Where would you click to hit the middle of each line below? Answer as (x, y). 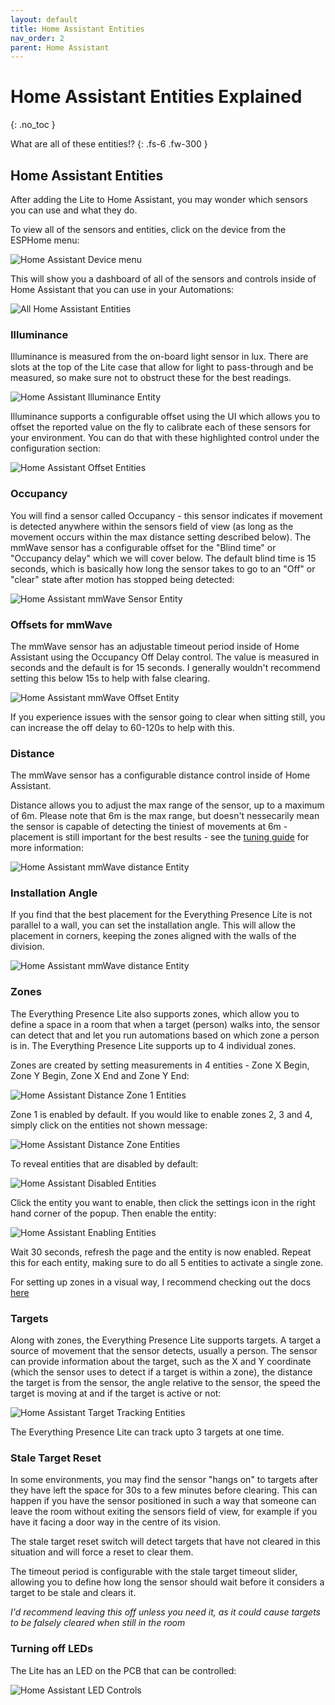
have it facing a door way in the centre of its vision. (115, 1522)
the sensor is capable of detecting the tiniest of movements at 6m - (149, 827)
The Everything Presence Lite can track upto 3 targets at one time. (147, 1432)
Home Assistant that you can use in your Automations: (122, 289)
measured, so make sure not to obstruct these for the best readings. (151, 378)
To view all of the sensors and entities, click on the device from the (148, 229)
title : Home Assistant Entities (77, 29)
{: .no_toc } (33, 125)
